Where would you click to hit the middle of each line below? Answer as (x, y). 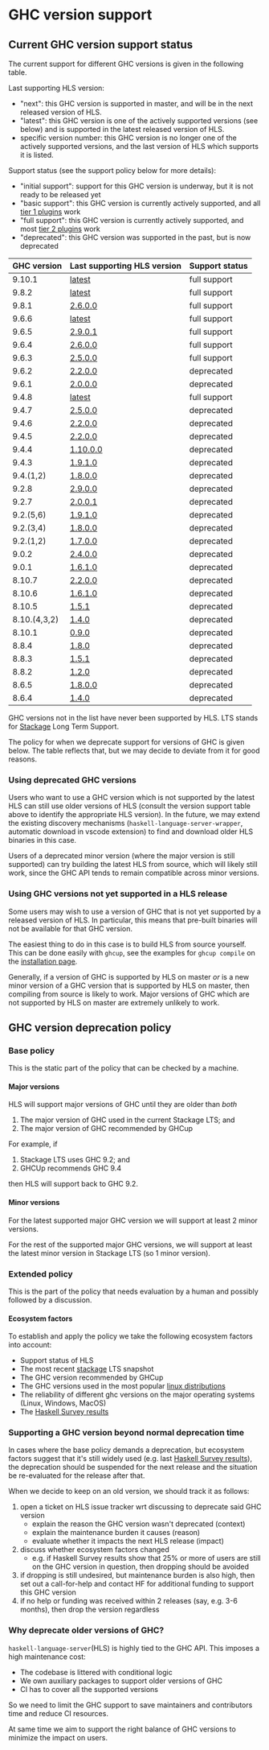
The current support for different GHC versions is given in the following (126, 64)
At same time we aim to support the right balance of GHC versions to (122, 1729)
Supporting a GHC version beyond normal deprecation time (126, 1433)
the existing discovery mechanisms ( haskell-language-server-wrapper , (126, 823)
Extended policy (41, 1273)
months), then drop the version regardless (90, 1610)
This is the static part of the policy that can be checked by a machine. (124, 1068)
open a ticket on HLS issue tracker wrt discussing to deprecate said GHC (141, 1507)
